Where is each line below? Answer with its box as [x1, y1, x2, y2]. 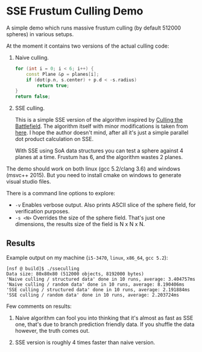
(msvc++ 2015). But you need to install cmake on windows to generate [6, 172, 182, 179]
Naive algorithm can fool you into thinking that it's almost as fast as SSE [14, 315, 194, 321]
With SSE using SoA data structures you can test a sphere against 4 [14, 147, 184, 154]
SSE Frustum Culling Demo [6, 4, 144, 18]
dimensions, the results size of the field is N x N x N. [14, 221, 145, 228]
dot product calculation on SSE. [14, 136, 94, 143]
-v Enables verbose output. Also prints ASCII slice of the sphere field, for [14, 201, 196, 209]
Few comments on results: [6, 303, 72, 310]
